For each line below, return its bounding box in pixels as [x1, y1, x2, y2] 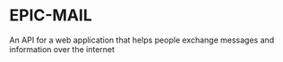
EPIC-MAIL [9, 5, 92, 26]
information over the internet [9, 43, 115, 54]
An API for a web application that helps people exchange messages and [9, 35, 275, 45]
